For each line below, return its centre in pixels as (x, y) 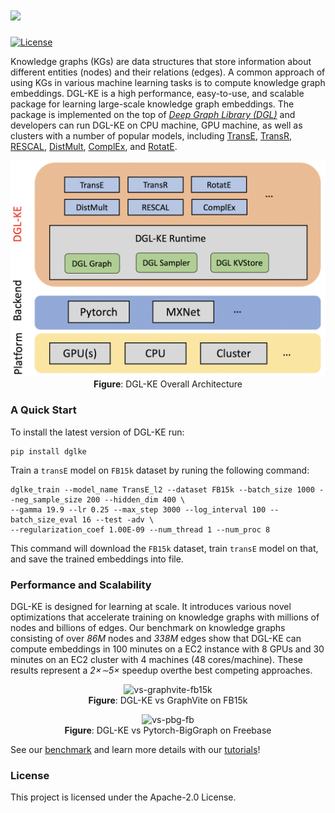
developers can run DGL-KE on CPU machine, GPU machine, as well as (156, 125)
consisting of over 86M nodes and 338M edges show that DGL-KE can (156, 639)
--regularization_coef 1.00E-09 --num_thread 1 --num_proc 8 (140, 529)
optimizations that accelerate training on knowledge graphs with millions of (165, 617)
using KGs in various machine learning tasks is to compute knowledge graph (168, 82)
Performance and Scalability (81, 585)
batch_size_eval (44, 519)
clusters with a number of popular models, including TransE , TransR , (151, 135)
